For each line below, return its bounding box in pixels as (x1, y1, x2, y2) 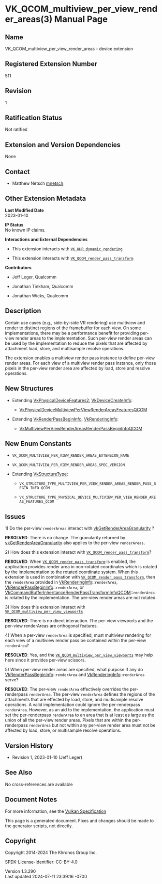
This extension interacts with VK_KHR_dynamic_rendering (12, 246, 123, 252)
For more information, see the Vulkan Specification (5, 808, 106, 814)
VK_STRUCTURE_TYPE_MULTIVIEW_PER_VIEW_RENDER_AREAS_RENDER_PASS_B (19, 482, 156, 486)
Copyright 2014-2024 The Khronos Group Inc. (5, 850, 97, 855)
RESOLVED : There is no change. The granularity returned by (5, 535, 126, 541)
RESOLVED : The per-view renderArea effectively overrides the (5, 686, 129, 692)
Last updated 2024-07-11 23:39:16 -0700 (5, 874, 87, 880)
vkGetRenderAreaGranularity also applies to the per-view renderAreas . (5, 540, 145, 546)
